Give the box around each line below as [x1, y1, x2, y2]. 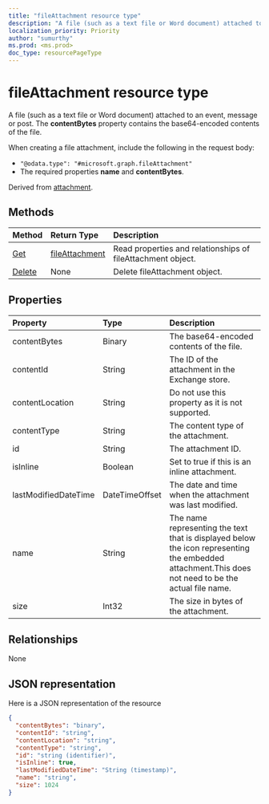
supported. [169, 407, 211, 418]
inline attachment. [169, 466, 237, 477]
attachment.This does [169, 562, 251, 574]
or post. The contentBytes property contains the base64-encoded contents [8, 118, 260, 128]
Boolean [102, 461, 134, 472]
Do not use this [169, 387, 227, 398]
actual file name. [169, 583, 232, 594]
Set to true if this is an [169, 456, 251, 467]
